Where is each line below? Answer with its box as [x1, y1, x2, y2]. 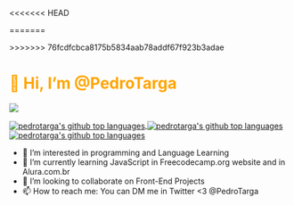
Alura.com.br [21, 166, 70, 176]
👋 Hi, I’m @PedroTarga [9, 73, 177, 94]
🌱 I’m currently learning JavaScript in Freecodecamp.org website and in [21, 156, 286, 168]
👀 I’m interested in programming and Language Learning [21, 147, 230, 158]
